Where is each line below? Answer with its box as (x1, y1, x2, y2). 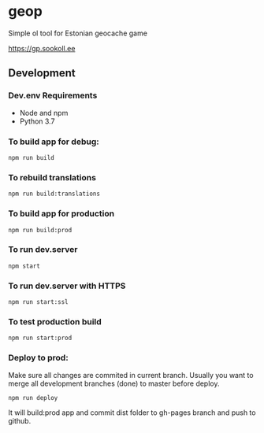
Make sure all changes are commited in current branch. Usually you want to (8, 370, 254, 379)
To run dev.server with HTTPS (8, 280, 126, 291)
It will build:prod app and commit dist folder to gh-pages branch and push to (8, 408, 256, 417)
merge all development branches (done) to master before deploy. (8, 379, 220, 388)
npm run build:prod (8, 226, 73, 234)
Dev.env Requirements (8, 90, 98, 101)
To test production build (8, 316, 102, 328)
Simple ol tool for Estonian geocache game (8, 28, 148, 38)
